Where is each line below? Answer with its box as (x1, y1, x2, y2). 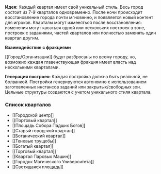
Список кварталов (5, 101, 51, 108)
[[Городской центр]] (12, 112, 54, 118)
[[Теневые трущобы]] (12, 138, 57, 144)
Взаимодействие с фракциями (5, 45, 71, 50)
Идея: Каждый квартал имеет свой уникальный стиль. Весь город (5, 4, 144, 10)
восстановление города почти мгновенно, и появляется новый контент (5, 15, 154, 20)
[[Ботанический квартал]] (12, 133, 66, 139)
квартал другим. (5, 35, 40, 41)
